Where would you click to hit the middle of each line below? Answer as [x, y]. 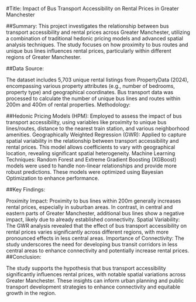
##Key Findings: [26, 189]
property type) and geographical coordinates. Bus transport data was [90, 92]
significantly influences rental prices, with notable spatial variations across [96, 274]
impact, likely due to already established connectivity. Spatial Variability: [93, 219]
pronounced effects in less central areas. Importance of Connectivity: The [95, 238]
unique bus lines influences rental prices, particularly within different [89, 51]
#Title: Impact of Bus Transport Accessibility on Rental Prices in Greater [93, 8]
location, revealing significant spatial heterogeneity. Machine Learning [91, 153]
